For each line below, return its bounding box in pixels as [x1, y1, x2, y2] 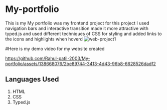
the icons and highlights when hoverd [5, 36, 83, 42]
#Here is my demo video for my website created [5, 45, 105, 51]
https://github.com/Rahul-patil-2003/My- [5, 55, 90, 61]
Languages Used [5, 75, 59, 83]
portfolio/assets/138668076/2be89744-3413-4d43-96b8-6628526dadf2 [5, 60, 156, 66]
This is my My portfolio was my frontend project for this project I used [5, 20, 149, 26]
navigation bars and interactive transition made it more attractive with [5, 25, 149, 31]
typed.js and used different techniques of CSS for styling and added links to [5, 30, 162, 36]
